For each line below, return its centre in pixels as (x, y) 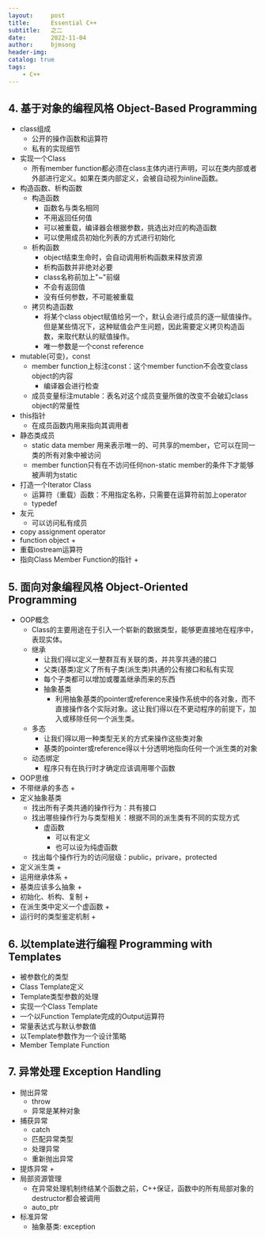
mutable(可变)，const (55, 356)
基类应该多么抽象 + (51, 887)
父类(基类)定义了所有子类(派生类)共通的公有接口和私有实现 (138, 669)
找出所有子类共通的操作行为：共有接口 (94, 808)
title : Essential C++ (53, 23)
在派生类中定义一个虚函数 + (64, 907)
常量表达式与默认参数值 (58, 1026)
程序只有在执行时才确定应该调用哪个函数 (109, 768)
